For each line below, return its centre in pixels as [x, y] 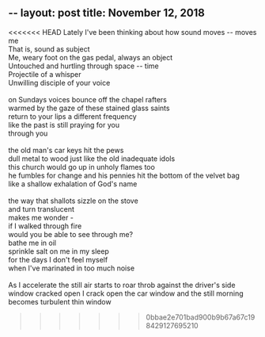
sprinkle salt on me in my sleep [59, 251]
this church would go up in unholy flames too [82, 167]
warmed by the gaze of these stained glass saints [89, 108]
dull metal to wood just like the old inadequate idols [92, 159]
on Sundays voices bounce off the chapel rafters [88, 99]
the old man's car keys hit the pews [66, 150]
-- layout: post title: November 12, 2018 [107, 13]
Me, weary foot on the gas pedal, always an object [91, 57]
